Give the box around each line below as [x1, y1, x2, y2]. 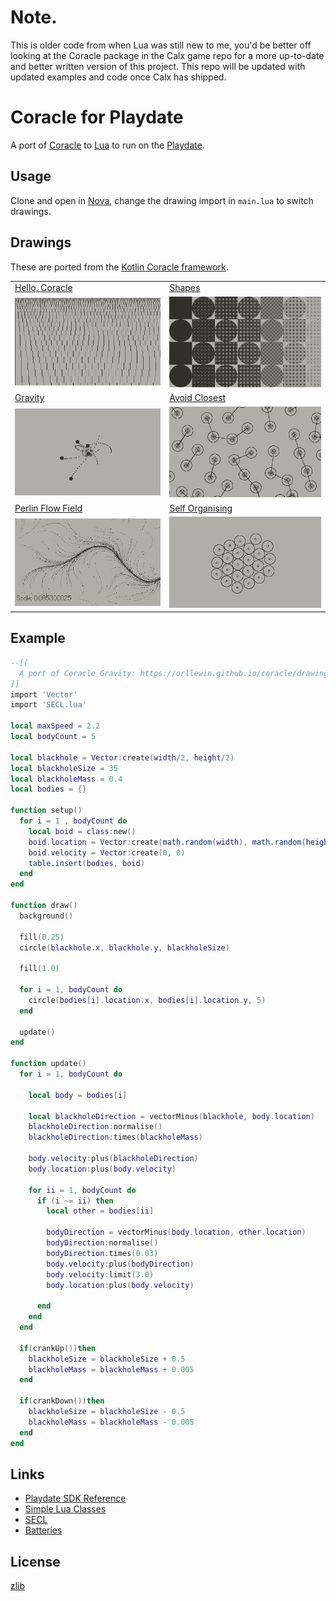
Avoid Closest [169, 392, 227, 404]
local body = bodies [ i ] [28, 1090, 128, 1100]
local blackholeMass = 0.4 [10, 774, 123, 784]
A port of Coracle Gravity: [19, 668, 137, 678]
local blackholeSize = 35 [10, 763, 118, 773]
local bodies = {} [10, 784, 87, 795]
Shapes [169, 282, 201, 294]
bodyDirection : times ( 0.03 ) [46, 1248, 159, 1258]
